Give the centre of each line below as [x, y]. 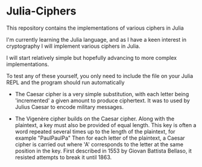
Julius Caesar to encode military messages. [69, 106]
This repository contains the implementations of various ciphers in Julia [95, 28]
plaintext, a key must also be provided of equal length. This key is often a [106, 125]
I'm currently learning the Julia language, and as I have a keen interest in [96, 39]
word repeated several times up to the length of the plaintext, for [95, 131]
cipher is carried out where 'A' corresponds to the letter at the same [99, 144]
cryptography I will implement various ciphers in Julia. [73, 46]
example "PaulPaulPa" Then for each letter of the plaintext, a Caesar [100, 138]
